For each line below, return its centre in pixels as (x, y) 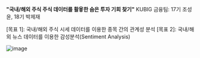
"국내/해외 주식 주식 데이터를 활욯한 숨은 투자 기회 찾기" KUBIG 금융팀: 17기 (93, 9)
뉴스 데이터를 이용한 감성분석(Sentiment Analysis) (71, 37)
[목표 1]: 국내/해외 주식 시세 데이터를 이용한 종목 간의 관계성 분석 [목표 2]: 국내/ (98, 29)
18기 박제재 (27, 17)
